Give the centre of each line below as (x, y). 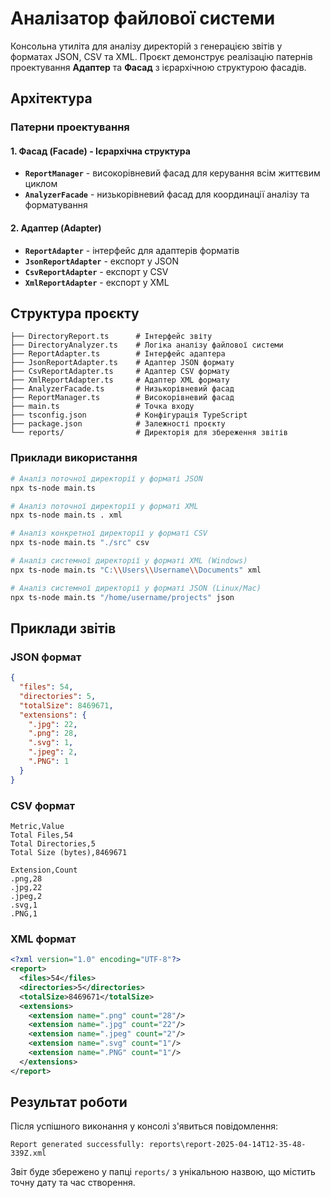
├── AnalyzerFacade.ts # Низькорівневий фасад (122, 389)
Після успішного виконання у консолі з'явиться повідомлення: (144, 1126)
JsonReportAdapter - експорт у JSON (101, 261)
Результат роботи (69, 1102)
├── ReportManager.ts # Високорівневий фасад (122, 398)
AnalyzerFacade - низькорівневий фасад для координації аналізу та (167, 194)
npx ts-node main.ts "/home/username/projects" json (122, 597)
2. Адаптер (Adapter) (56, 228)
